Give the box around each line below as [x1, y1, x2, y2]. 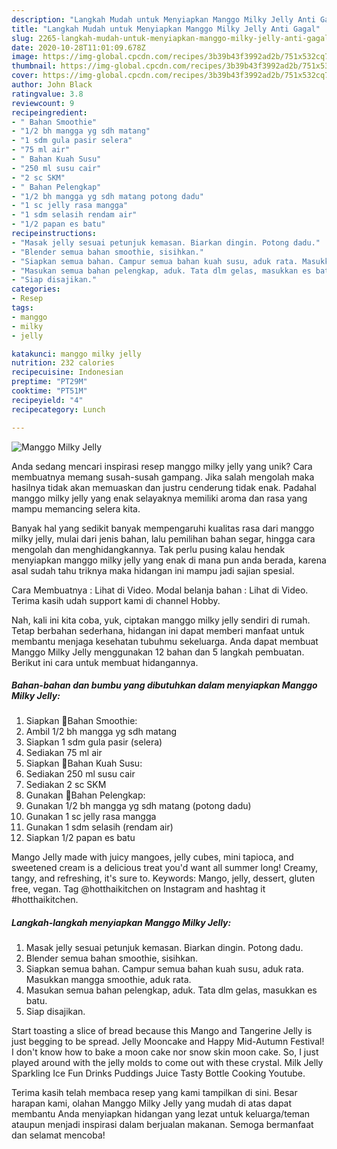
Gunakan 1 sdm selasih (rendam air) [25, 821, 174, 833]
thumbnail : [11, 61, 57, 71]
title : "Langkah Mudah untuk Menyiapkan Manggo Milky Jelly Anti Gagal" [11, 24, 321, 34]
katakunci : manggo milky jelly [11, 349, 142, 359]
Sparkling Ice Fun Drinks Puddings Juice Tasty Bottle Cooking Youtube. [11, 1067, 306, 1080]
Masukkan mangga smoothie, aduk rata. [25, 974, 192, 986]
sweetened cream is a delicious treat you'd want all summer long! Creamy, [11, 862, 318, 874]
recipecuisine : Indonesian [11, 367, 124, 378]
